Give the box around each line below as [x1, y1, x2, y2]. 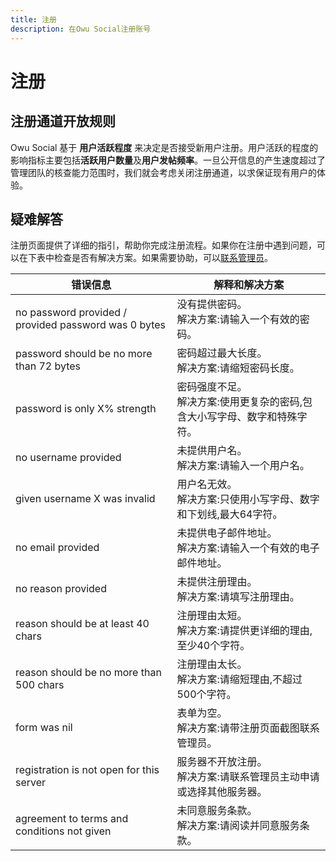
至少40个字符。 [176, 639, 251, 653]
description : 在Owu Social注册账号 [10, 24, 152, 34]
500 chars [15, 678, 65, 692]
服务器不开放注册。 [176, 755, 268, 769]
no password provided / [15, 306, 128, 320]
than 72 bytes [15, 359, 82, 373]
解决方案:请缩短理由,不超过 [176, 672, 303, 686]
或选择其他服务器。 [176, 785, 268, 799]
